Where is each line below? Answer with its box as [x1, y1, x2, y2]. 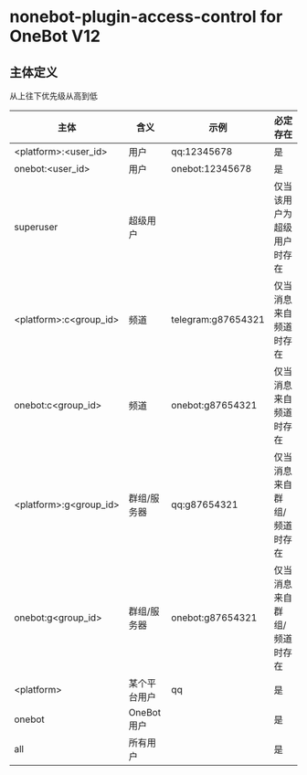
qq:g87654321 [171, 498, 238, 511]
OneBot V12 [9, 26, 101, 47]
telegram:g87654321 [171, 313, 265, 325]
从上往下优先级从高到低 [9, 90, 98, 101]
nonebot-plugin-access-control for [9, 6, 283, 27]
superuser [14, 221, 58, 233]
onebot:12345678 [171, 163, 252, 175]
